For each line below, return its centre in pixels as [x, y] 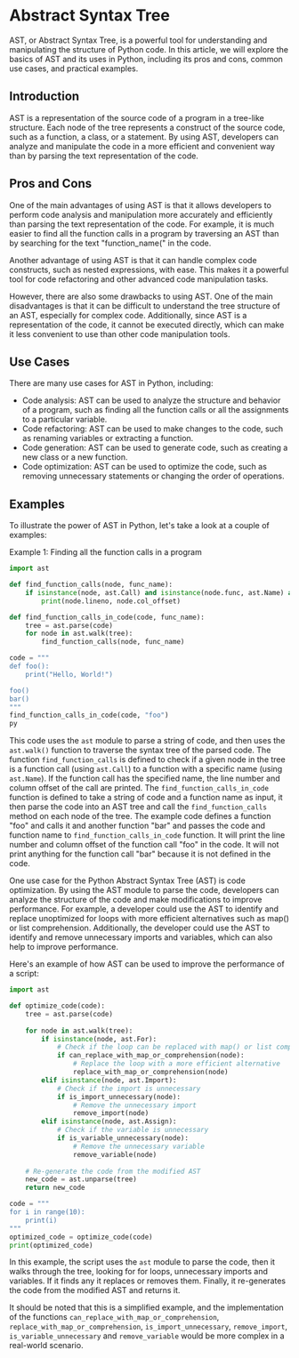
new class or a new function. [75, 457]
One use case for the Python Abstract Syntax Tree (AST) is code [128, 880]
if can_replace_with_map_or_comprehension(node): [150, 1056]
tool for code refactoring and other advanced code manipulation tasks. [139, 279]
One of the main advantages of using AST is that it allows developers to [140, 205]
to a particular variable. [65, 420]
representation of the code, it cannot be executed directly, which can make [147, 325]
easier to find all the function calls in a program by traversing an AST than [144, 233]
